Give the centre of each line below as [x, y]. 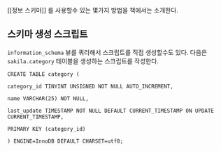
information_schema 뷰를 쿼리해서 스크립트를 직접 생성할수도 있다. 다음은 [107, 52]
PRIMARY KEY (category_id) [47, 129]
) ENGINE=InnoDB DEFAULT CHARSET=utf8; [65, 141]
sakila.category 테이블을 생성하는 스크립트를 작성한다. [83, 61]
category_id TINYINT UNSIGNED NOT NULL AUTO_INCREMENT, [90, 86]
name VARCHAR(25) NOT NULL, [48, 98]
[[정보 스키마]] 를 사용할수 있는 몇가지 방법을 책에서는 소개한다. [93, 10]
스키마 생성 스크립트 [48, 34]
